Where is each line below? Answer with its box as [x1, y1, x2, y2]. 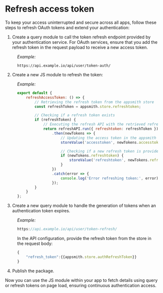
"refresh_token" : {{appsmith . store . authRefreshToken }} [26, 254, 137, 259]
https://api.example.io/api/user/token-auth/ [17, 63, 111, 68]
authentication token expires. [12, 208, 70, 214]
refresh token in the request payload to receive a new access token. [12, 44, 148, 50]
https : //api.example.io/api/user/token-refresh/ [17, 227, 117, 232]
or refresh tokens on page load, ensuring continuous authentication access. [5, 282, 157, 288]
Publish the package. [12, 268, 54, 274]
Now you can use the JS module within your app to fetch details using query [5, 277, 158, 283]
